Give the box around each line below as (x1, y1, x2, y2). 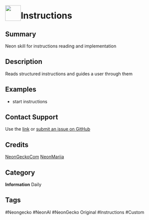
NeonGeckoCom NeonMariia (5, 154, 64, 160)
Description (5, 57, 42, 66)
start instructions (12, 98, 47, 104)
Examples (5, 85, 36, 94)
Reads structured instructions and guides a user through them (5, 70, 133, 77)
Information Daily (5, 182, 42, 188)
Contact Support (5, 113, 58, 122)
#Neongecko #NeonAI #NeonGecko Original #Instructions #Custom (5, 209, 145, 215)
